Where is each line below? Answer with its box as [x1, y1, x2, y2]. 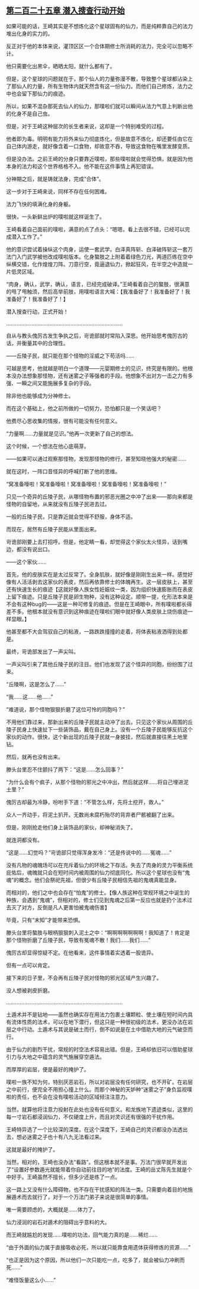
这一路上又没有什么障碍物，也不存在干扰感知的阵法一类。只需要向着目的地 [6, 1186, 188, 1193]
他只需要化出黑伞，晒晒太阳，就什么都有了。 [6, 62, 115, 69]
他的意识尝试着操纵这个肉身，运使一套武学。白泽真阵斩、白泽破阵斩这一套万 [6, 246, 193, 253]
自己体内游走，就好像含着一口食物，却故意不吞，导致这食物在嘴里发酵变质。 [6, 142, 193, 149]
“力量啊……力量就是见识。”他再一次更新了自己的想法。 [6, 429, 137, 437]
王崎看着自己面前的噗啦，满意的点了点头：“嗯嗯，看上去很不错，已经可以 [6, 225, 185, 233]
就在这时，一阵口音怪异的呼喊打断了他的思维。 [6, 467, 120, 475]
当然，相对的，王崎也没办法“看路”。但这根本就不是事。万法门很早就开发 [6, 1158, 182, 1166]
